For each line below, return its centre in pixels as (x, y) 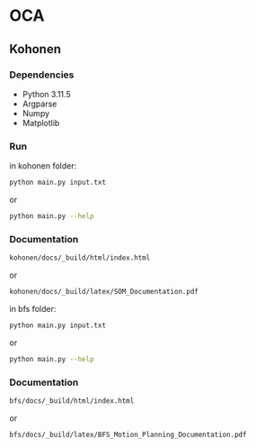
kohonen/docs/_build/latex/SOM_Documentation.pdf (104, 292)
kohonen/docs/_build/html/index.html (80, 258)
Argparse (40, 104)
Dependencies (42, 75)
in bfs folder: (33, 308)
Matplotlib (41, 123)
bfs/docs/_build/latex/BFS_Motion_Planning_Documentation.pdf (128, 434)
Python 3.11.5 (46, 94)
